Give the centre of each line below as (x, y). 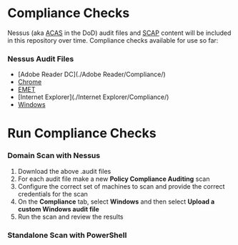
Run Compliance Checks (82, 134)
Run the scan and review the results (70, 217)
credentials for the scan (53, 194)
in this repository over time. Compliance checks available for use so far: (113, 40)
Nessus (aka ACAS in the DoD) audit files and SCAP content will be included (119, 33)
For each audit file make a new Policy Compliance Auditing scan (114, 179)
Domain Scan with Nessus (54, 156)
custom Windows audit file (59, 209)
